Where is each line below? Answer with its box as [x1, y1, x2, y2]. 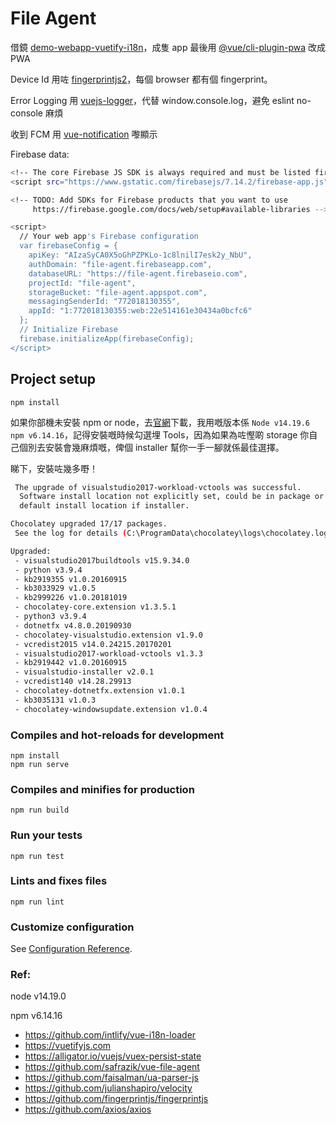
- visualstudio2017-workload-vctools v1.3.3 [14, 648, 203, 659]
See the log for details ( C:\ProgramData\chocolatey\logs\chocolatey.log [14, 528, 329, 538]
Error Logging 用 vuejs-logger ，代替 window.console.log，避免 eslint [10, 94, 295, 106]
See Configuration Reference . [10, 943, 133, 955]
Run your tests [10, 828, 83, 842]
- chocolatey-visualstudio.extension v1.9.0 [14, 630, 203, 640]
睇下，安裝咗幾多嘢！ [10, 462, 98, 474]
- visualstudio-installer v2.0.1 [14, 667, 155, 677]
